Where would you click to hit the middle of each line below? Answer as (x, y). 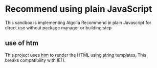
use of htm (22, 43)
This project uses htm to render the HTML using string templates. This (76, 55)
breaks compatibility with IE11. (35, 60)
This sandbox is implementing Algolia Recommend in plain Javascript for (78, 23)
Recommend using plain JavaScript (79, 9)
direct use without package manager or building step (58, 27)
